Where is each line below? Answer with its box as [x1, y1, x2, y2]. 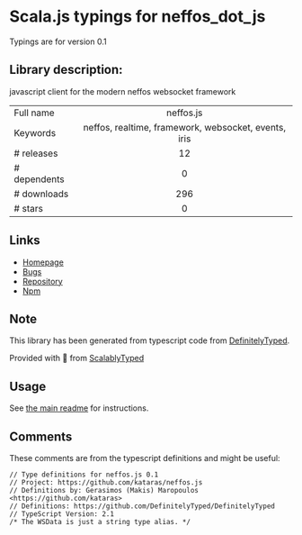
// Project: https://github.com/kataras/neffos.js [9, 478, 203, 487]
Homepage [22, 257, 65, 267]
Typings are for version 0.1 [9, 36, 107, 47]
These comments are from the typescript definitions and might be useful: [9, 453, 280, 463]
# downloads [13, 187, 69, 200]
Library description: [9, 62, 123, 77]
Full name [13, 106, 56, 119]
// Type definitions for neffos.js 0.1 [9, 470, 159, 479]
